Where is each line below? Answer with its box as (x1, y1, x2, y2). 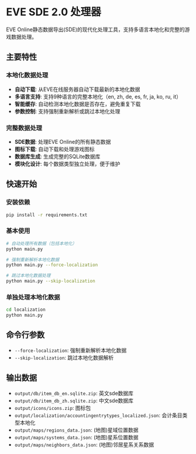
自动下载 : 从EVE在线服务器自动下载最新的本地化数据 (14, 86, 140, 93)
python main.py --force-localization (6, 262, 98, 268)
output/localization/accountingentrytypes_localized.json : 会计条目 (14, 412, 183, 419)
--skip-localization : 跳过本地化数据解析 (14, 354, 114, 361)
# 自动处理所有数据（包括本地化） (6, 240, 77, 247)
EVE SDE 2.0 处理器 (6, 5, 101, 19)
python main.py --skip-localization (6, 278, 95, 284)
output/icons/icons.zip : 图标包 (14, 404, 91, 411)
